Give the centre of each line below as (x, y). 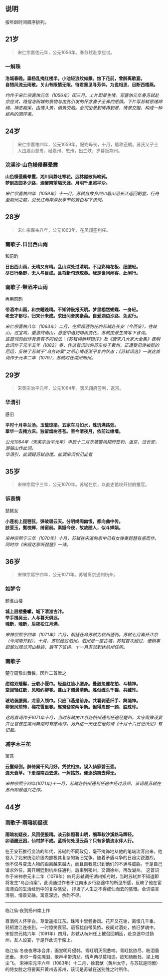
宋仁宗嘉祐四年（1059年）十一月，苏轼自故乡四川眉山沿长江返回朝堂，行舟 (82, 194)
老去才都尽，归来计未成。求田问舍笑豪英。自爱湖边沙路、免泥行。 (73, 316)
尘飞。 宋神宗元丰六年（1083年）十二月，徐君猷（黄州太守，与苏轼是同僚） (83, 963)
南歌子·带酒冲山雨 (27, 287)
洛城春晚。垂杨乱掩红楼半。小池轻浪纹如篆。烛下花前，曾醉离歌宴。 (75, 78)
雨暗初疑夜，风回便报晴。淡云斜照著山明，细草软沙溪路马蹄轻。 (71, 834)
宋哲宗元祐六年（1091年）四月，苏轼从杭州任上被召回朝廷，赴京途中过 (77, 934)
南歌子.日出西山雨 (27, 244)
